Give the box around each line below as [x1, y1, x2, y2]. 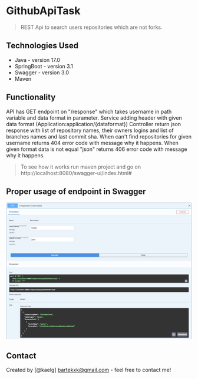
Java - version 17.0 [14, 56, 61, 63]
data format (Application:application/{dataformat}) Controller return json [6, 120, 181, 127]
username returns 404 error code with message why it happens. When [6, 139, 179, 146]
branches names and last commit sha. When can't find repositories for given [6, 133, 192, 140]
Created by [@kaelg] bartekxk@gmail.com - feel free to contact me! [6, 367, 171, 374]
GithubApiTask [6, 4, 81, 18]
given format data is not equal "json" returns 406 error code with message [6, 146, 187, 153]
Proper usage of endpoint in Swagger [6, 186, 146, 196]
